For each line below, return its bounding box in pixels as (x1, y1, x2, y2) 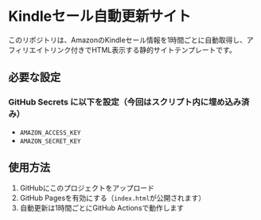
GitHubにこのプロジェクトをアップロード (19, 183, 155, 193)
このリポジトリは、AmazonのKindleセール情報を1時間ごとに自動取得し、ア (8, 35, 255, 45)
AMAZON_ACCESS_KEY (19, 128, 81, 136)
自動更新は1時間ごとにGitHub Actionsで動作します (19, 203, 185, 213)
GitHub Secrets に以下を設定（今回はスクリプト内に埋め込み (8, 96, 241, 108)
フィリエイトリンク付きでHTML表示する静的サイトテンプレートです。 (8, 45, 236, 54)
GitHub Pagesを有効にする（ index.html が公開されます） (19, 193, 206, 203)
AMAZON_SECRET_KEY (19, 137, 81, 145)
